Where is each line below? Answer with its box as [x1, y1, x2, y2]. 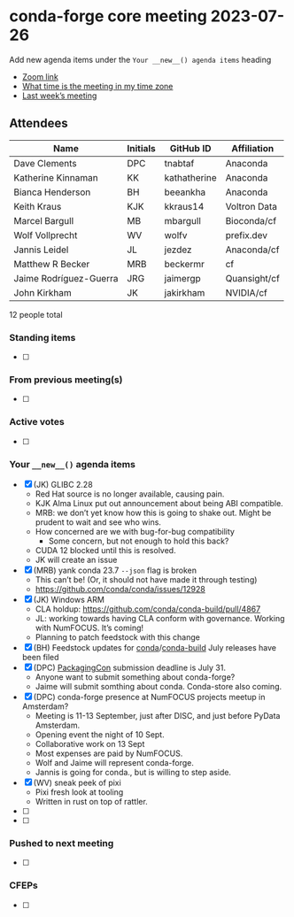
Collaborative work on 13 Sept [35, 738, 145, 749]
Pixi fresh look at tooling [35, 786, 124, 798]
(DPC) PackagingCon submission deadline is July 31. [33, 662, 226, 673]
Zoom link [21, 71, 59, 81]
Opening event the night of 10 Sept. [35, 728, 166, 740]
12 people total [9, 309, 64, 320]
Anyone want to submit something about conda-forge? [35, 671, 236, 682]
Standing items [9, 331, 76, 343]
